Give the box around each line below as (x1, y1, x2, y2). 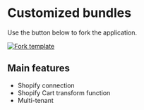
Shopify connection (17, 81, 76, 90)
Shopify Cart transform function (17, 88, 111, 97)
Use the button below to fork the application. (7, 28, 138, 37)
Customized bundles (7, 5, 132, 21)
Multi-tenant (17, 96, 54, 104)
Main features (7, 62, 71, 75)
